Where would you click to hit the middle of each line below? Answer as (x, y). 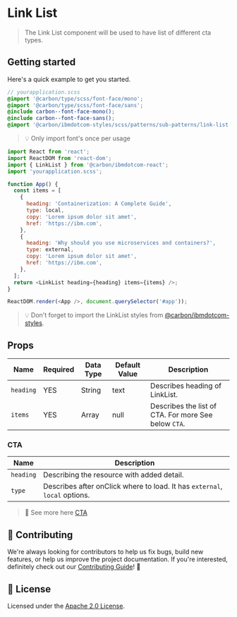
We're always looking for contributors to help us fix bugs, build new (105, 552)
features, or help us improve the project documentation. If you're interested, (117, 559)
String (91, 391)
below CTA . (168, 424)
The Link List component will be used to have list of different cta (118, 32)
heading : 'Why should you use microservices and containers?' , (121, 243)
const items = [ (37, 191)
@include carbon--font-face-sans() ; (61, 118)
